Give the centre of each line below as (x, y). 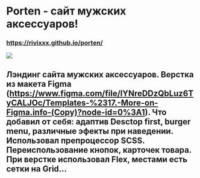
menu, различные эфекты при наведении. (90, 131)
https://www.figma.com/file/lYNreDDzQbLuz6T (102, 93)
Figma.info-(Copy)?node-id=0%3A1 (76, 112)
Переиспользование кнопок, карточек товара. (99, 150)
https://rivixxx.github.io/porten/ (55, 43)
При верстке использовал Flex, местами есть (97, 159)
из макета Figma (39, 84)
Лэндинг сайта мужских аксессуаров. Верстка (100, 75)
